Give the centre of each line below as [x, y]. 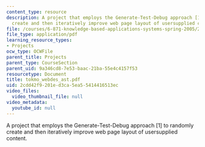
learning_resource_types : [39, 40]
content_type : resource [37, 12]
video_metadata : [27, 102]
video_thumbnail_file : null [48, 97]
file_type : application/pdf [42, 35]
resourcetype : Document [37, 74]
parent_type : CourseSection [42, 63]
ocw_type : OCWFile [30, 52]
